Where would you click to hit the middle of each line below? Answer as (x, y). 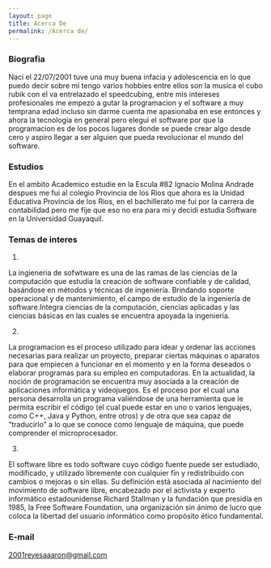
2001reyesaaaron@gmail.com (58, 554)
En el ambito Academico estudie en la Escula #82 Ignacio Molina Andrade (131, 184)
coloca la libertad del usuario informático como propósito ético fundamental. (136, 516)
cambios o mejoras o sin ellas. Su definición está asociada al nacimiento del (135, 481)
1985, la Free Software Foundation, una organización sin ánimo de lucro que (135, 507)
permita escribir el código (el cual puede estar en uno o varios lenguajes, (130, 407)
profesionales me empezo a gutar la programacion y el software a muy (126, 103)
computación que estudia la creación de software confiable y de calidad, (130, 282)
